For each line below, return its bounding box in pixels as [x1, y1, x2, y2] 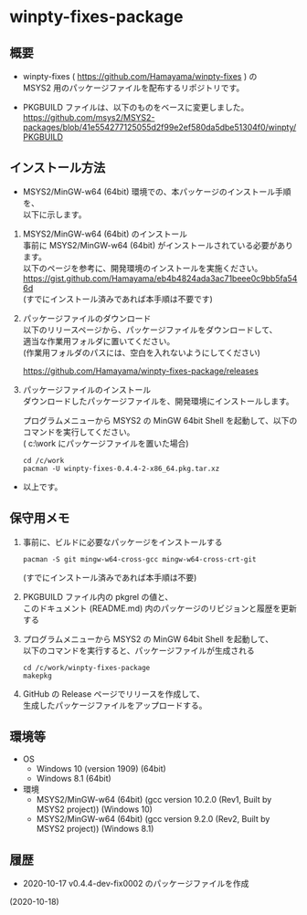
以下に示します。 [22, 208, 87, 220]
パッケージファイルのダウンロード [22, 312, 152, 323]
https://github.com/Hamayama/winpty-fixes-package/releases [22, 365, 259, 376]
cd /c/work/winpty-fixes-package [22, 663, 151, 672]
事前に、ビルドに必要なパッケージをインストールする [22, 536, 223, 547]
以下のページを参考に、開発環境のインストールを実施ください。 [22, 262, 263, 273]
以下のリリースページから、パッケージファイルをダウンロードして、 [22, 324, 278, 335]
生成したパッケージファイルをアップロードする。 [22, 699, 207, 710]
